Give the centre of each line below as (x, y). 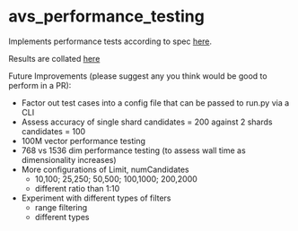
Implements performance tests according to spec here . (110, 41)
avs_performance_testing (107, 17)
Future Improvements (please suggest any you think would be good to (138, 76)
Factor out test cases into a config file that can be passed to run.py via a (155, 103)
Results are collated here (54, 58)
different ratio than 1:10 (77, 188)
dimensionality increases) (69, 159)
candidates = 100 (53, 131)
